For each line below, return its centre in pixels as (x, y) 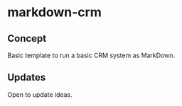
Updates (27, 77)
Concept (27, 39)
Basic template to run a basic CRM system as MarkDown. (91, 55)
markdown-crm (54, 12)
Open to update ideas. (40, 94)
